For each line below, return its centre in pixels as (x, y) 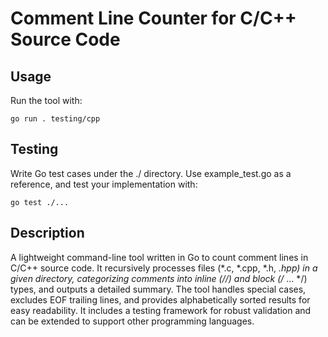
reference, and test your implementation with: (104, 184)
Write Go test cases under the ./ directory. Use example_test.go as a (151, 173)
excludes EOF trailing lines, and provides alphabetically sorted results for (160, 299)
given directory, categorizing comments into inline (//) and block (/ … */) (159, 278)
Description (47, 233)
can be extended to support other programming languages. (132, 321)
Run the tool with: (46, 100)
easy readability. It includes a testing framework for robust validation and (161, 310)
